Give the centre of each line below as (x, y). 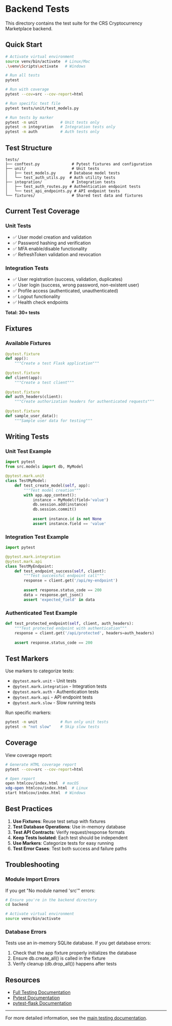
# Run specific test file (33, 103)
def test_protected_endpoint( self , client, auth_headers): (70, 624)
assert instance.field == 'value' (69, 524)
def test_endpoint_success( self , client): (60, 571)
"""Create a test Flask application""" (57, 363)
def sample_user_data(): (32, 416)
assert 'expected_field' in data (59, 599)
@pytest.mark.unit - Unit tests (45, 681)
